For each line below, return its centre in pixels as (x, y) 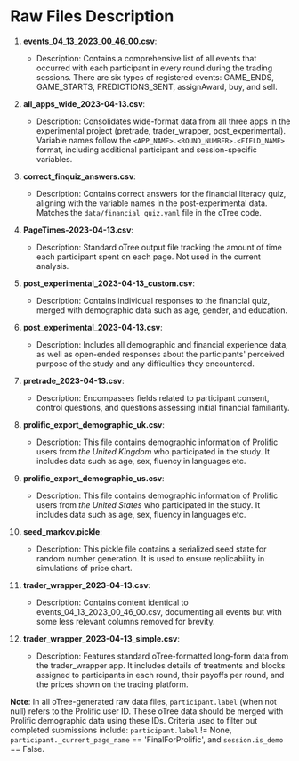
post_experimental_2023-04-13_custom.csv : (109, 283)
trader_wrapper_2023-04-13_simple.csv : (101, 638)
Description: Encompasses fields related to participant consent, (153, 397)
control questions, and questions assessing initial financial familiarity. (163, 407)
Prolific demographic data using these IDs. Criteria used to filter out (133, 720)
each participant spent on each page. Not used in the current (149, 257)
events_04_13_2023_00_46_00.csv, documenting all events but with (159, 611)
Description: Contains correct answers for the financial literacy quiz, (161, 193)
